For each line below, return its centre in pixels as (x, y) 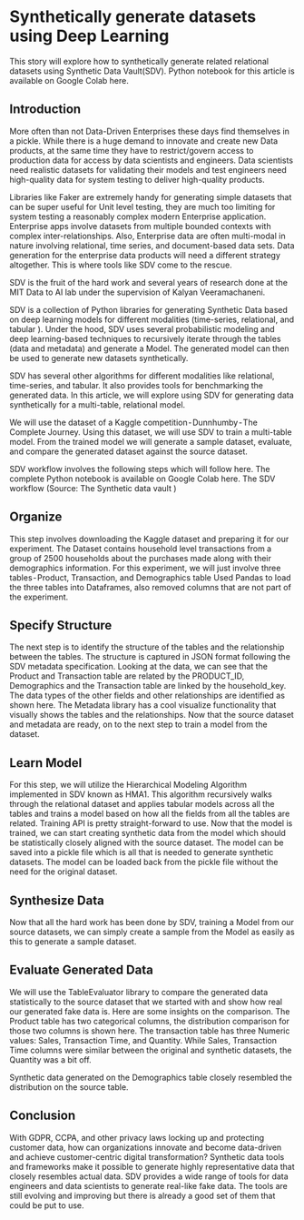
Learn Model (46, 763)
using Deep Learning (89, 36)
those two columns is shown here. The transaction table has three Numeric (150, 1031)
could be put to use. (47, 1205)
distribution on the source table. (69, 1087)
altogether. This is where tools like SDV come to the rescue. (121, 265)
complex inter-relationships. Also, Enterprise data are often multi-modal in (147, 236)
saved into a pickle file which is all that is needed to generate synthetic (142, 852)
